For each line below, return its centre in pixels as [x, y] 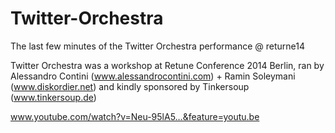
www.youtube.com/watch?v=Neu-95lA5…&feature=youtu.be [135, 116]
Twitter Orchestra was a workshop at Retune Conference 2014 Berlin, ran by [167, 65]
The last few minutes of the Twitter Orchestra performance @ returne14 [157, 46]
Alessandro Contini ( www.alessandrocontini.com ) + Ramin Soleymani [153, 76]
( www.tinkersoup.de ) [53, 97]
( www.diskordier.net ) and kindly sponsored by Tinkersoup [130, 86]
